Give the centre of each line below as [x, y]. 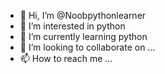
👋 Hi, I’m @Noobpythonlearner [83, 15]
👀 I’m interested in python [72, 26]
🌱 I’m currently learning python [83, 36]
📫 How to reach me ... [66, 58]
